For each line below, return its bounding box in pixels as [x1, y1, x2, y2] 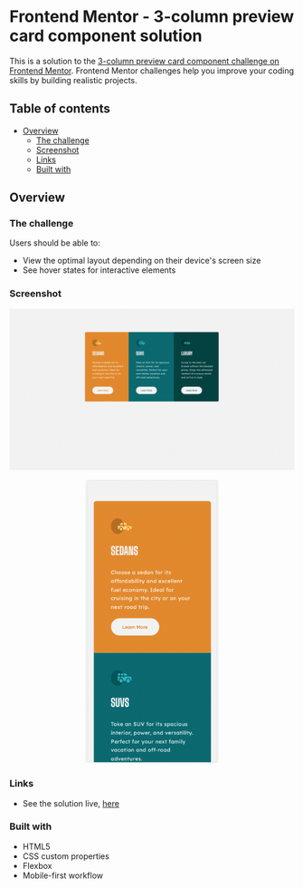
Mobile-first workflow [22, 870, 104, 881]
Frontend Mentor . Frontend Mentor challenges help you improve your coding [9, 65, 295, 76]
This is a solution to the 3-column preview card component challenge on [9, 55, 280, 66]
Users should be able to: [9, 237, 101, 248]
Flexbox [22, 860, 52, 871]
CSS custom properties [22, 850, 110, 862]
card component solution [9, 25, 203, 46]
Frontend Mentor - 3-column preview [9, 6, 295, 27]
